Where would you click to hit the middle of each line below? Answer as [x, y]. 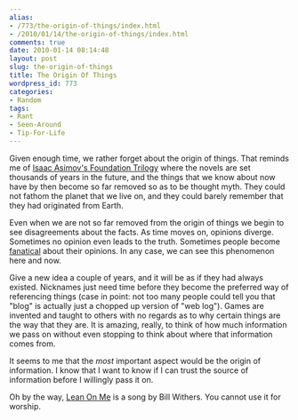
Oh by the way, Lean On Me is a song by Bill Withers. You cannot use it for [145, 397]
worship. [25, 406]
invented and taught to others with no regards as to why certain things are [145, 315]
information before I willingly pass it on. [81, 379]
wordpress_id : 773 [43, 83]
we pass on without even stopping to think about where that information [141, 334]
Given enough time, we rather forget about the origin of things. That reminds [149, 158]
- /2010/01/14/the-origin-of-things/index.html [99, 34]
